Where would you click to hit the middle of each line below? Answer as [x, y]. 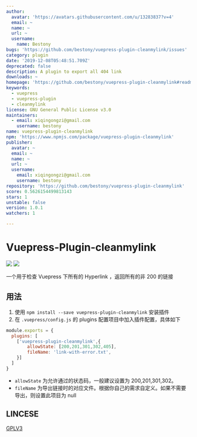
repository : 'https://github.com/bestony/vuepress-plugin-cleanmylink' [95, 186]
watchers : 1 [21, 214]
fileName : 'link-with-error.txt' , [69, 353]
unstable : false [26, 202]
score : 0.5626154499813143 [39, 191]
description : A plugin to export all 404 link [64, 72]
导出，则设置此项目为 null [45, 395]
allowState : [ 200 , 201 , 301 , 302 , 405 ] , [72, 347]
